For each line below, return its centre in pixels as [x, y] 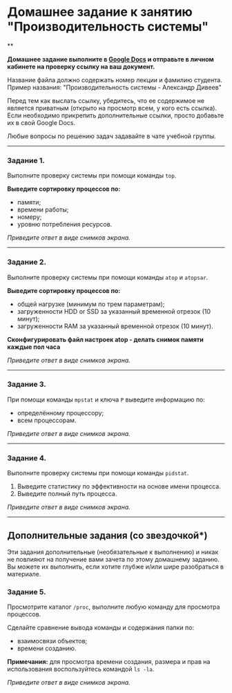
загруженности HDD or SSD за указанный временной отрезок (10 [114, 311]
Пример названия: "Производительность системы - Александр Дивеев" [115, 87]
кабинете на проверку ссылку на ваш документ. [81, 66]
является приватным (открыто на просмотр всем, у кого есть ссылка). [112, 108]
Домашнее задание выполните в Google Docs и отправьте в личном [110, 59]
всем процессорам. [47, 420]
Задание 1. [26, 160]
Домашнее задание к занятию [100, 12]
